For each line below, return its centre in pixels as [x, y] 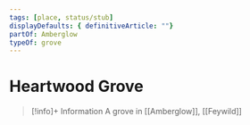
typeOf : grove [36, 42]
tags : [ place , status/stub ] [62, 17]
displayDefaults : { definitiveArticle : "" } [92, 26]
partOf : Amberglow [43, 34]
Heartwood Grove [77, 87]
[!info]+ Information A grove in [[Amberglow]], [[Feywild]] [137, 112]
